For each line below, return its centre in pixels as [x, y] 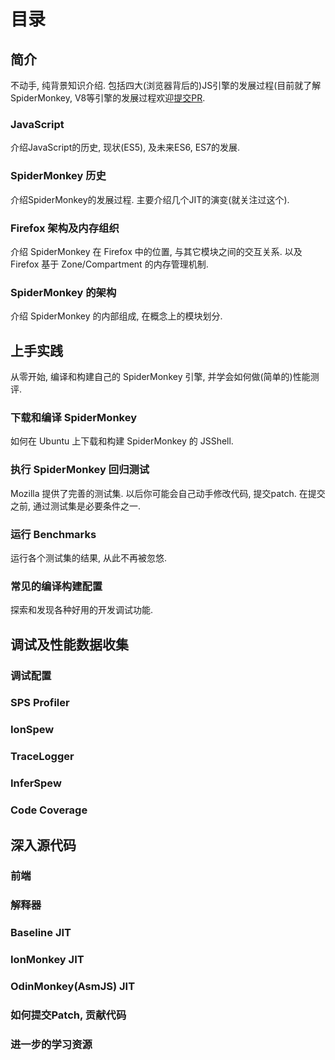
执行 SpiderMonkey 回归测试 [80, 470]
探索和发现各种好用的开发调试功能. [82, 610]
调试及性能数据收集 [69, 644]
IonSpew [32, 730]
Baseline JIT [41, 933]
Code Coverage [49, 810]
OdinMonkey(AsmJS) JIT [73, 987]
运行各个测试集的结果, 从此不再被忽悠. [89, 557]
